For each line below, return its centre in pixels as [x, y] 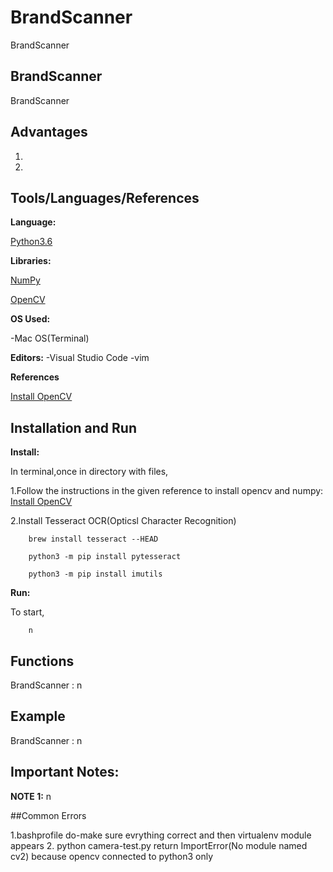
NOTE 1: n [31, 796]
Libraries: [31, 261]
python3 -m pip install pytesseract [105, 557]
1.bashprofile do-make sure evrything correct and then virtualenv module [161, 835]
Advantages [49, 132]
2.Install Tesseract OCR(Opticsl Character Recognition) [123, 521]
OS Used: [30, 319]
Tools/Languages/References [105, 197]
